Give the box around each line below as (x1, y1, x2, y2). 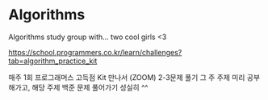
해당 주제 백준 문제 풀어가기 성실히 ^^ (31, 82, 149, 92)
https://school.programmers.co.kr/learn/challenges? (8, 47, 182, 57)
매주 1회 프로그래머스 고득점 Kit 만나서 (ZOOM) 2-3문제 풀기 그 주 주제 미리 (8, 72, 245, 82)
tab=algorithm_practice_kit (8, 56, 98, 66)
